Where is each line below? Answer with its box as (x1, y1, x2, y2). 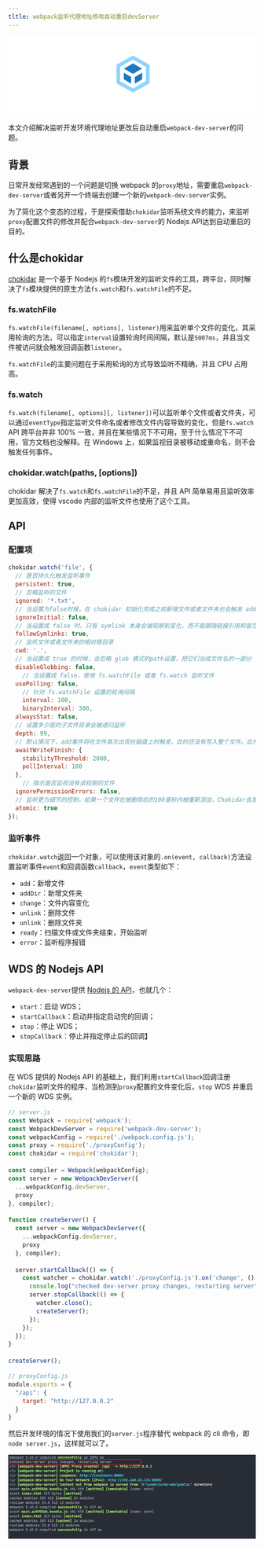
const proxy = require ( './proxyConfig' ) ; (8, 1141, 146, 1149)
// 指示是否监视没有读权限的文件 (22, 779, 115, 788)
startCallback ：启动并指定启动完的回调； (19, 1011, 156, 1021)
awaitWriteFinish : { (15, 746, 82, 754)
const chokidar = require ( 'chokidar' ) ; (8, 1150, 139, 1158)
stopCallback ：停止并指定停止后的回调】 (19, 1031, 152, 1041)
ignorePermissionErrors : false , (15, 788, 122, 796)
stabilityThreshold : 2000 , (22, 755, 111, 762)
